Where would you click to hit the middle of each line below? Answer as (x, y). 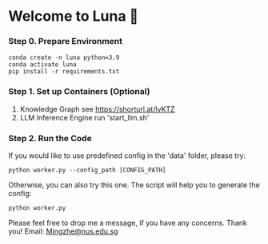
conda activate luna (43, 65)
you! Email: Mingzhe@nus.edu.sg (63, 231)
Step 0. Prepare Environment (65, 41)
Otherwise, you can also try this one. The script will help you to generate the (134, 185)
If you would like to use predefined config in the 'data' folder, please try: (127, 155)
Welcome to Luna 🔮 (74, 16)
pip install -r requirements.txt (64, 72)
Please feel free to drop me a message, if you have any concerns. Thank (128, 223)
